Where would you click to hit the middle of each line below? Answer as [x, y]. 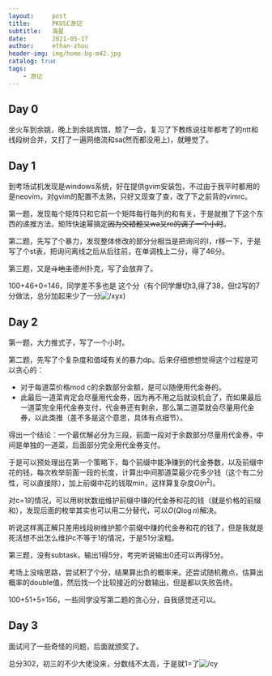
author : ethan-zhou [49, 46]
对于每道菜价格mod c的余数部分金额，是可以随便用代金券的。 [123, 387]
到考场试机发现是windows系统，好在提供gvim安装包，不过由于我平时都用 [131, 187]
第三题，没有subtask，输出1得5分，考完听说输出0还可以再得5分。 [118, 555]
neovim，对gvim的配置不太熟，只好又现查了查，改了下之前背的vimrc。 [134, 196]
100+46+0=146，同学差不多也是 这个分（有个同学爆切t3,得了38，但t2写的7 [134, 286]
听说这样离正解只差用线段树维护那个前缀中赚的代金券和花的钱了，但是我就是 [136, 527]
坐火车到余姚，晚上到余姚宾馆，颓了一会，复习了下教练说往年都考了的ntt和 [134, 130]
